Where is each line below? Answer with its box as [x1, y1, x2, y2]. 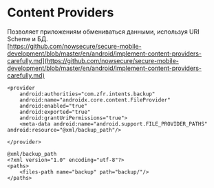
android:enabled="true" [19, 102, 88, 109]
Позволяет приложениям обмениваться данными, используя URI [7, 27, 200, 36]
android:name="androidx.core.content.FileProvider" [19, 96, 171, 104]
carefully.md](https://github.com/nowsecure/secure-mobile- [7, 56, 179, 64]
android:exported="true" [19, 108, 91, 115]
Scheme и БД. [7, 34, 48, 43]
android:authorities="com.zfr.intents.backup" [19, 91, 156, 97]
